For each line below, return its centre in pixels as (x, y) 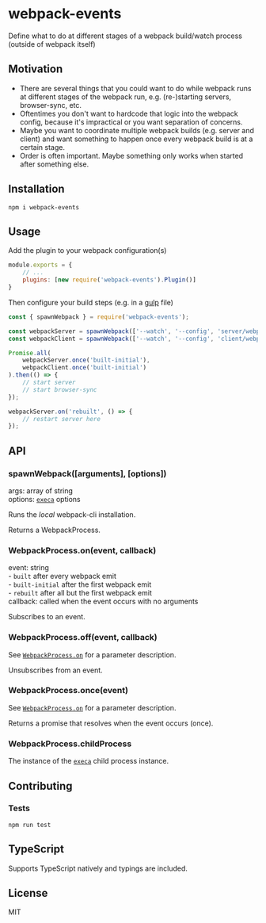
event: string (29, 568)
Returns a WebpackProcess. (55, 530)
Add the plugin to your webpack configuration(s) (87, 251)
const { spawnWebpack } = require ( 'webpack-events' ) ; (99, 317)
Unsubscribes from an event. (55, 670)
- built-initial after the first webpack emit (80, 584)
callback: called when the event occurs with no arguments (103, 601)
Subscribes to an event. (47, 617)
